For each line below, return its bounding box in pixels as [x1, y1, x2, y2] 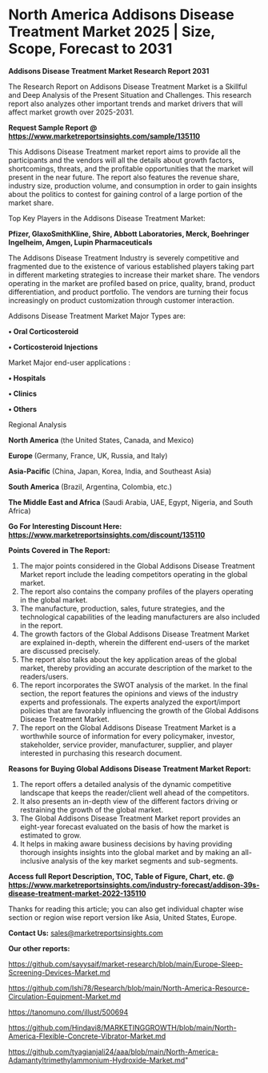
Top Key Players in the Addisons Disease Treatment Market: [8, 213, 206, 223]
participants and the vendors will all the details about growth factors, [8, 155, 234, 165]
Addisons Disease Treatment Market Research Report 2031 [8, 66, 210, 75]
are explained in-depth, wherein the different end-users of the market [19, 637, 250, 647]
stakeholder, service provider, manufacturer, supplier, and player [19, 740, 234, 749]
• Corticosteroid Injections [8, 342, 98, 352]
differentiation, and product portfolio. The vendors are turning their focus [8, 287, 249, 296]
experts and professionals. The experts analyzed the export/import [19, 697, 241, 707]
